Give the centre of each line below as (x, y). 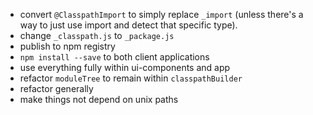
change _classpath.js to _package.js (97, 35)
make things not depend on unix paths (99, 99)
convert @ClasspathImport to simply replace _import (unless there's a (161, 14)
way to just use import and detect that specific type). (128, 25)
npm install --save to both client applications (114, 57)
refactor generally (56, 88)
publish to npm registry (67, 46)
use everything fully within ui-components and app (125, 67)
